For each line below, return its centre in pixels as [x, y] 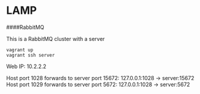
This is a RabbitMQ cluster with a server [56, 39]
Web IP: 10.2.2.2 [26, 66]
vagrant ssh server [31, 55]
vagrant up [20, 50]
